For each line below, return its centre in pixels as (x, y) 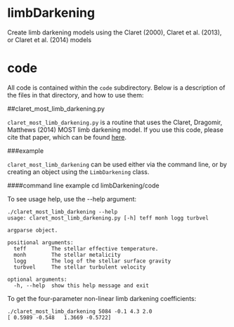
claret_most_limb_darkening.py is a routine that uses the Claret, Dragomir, (115, 122)
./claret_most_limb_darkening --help (63, 212)
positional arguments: (40, 242)
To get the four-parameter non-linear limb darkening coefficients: (102, 298)
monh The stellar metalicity (67, 255)
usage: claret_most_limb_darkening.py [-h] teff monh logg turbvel (108, 218)
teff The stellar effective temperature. (86, 248)
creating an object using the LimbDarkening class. (78, 172)
